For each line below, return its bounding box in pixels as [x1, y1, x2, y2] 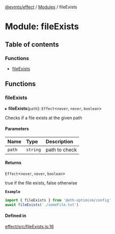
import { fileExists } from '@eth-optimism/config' [5, 198, 111, 203]
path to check [45, 146, 77, 153]
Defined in [5, 213, 27, 218]
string [26, 147, 41, 152]
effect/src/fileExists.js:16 [5, 223, 54, 229]
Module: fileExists [5, 21, 79, 32]
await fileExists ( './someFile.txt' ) [5, 202, 79, 207]
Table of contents [5, 40, 59, 48]
